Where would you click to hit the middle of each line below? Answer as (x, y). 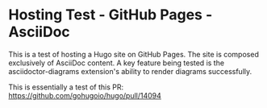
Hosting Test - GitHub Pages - (111, 15)
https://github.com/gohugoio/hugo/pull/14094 (85, 95)
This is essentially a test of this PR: (66, 87)
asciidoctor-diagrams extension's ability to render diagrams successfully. (130, 71)
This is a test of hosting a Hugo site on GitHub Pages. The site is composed (134, 54)
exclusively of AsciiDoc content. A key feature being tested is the (116, 63)
